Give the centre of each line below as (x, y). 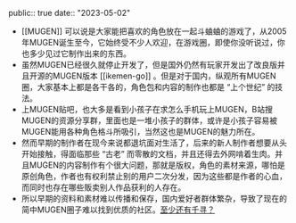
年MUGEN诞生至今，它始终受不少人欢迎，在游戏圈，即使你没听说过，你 (153, 42)
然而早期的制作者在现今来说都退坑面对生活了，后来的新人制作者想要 (146, 143)
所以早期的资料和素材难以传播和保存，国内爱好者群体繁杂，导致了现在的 (154, 198)
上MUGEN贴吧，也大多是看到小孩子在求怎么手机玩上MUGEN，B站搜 (147, 109)
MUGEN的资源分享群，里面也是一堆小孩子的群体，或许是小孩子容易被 (149, 120)
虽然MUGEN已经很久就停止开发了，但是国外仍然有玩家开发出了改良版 (149, 65)
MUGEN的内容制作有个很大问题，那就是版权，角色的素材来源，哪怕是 (157, 165)
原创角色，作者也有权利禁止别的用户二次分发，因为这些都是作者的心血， (154, 176)
